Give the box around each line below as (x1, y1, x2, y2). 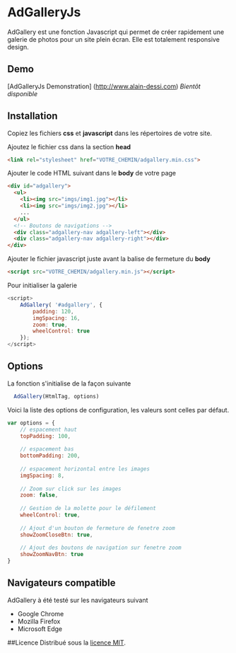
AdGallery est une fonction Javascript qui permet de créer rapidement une (7, 28, 225, 36)
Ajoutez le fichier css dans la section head (7, 142, 131, 151)
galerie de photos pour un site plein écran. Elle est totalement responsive (7, 35, 220, 43)
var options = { (7, 419, 55, 427)
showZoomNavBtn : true (20, 551, 83, 558)
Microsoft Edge (17, 624, 63, 633)
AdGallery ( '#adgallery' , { (20, 301, 102, 308)
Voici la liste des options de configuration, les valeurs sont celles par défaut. (7, 405, 230, 414)
